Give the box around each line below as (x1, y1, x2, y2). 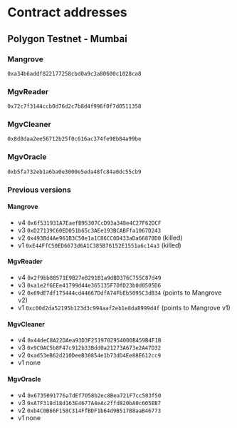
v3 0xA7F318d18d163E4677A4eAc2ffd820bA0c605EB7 (17, 398, 162, 407)
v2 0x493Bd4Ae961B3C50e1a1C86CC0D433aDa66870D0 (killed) (17, 233, 183, 242)
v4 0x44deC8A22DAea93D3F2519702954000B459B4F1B (17, 336, 162, 345)
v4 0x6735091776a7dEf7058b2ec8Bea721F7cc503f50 (17, 390, 162, 399)
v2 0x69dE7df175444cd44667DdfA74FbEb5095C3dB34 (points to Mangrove (17, 288, 222, 297)
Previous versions (7, 185, 71, 195)
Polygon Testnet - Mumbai (7, 33, 128, 45)
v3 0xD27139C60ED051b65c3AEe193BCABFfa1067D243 (17, 225, 162, 234)
